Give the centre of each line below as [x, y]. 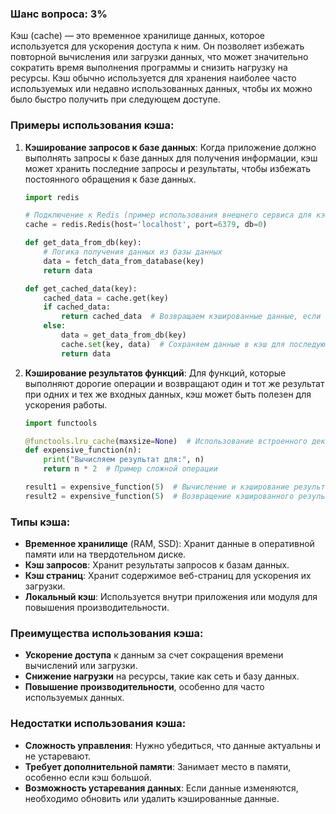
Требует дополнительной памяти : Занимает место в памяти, [158, 766]
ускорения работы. [66, 404]
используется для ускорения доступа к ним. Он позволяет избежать [157, 46]
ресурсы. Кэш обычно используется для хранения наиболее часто [153, 78]
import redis [52, 197]
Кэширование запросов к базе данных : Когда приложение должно [170, 147]
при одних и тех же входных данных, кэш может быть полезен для [168, 394]
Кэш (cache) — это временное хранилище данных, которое [137, 36]
